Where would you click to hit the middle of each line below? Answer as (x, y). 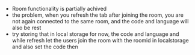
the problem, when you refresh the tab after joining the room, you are (97, 15)
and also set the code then (45, 47)
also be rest (26, 27)
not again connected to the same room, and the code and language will (100, 21)
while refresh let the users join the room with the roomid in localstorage (100, 40)
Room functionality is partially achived (59, 9)
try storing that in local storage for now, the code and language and (95, 34)
